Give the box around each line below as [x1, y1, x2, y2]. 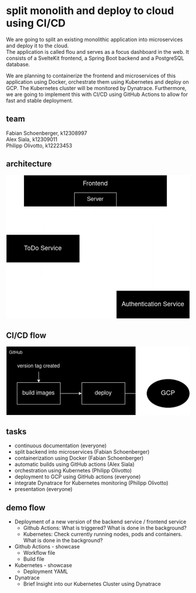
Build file [23, 556, 45, 563]
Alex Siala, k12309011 [6, 136, 58, 143]
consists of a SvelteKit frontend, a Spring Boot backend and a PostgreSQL [6, 54, 184, 61]
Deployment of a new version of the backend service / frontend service [14, 518, 187, 525]
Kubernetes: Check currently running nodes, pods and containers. [23, 531, 183, 538]
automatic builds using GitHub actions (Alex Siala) [14, 461, 135, 468]
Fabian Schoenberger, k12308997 [6, 129, 87, 136]
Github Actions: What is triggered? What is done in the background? [23, 525, 187, 532]
